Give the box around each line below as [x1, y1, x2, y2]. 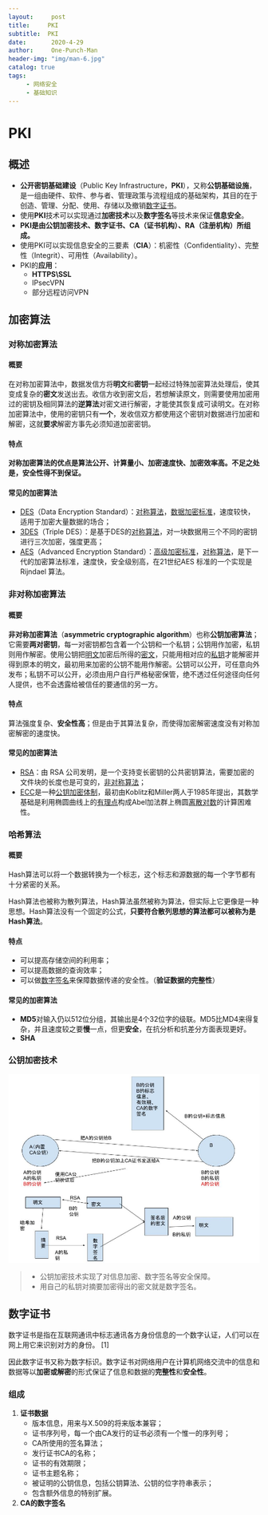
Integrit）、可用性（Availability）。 [33, 250, 142, 259]
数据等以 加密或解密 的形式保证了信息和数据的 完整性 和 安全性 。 [8, 1367, 211, 1376]
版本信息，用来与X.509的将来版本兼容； [31, 1418, 164, 1428]
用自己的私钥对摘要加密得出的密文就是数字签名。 [39, 1281, 201, 1291]
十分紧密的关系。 [8, 880, 65, 889]
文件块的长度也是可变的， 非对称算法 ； [19, 777, 146, 786]
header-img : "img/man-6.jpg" [8, 55, 105, 63]
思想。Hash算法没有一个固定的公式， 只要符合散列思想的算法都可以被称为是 [8, 907, 256, 916]
